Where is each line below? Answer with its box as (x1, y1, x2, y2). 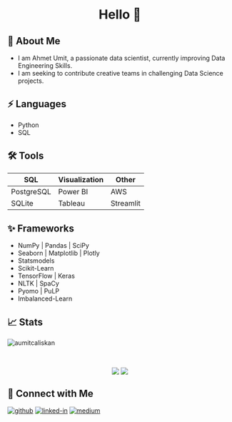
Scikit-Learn (17, 264, 54, 273)
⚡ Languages (7, 98, 66, 110)
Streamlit (110, 198, 141, 208)
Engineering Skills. (17, 61, 73, 70)
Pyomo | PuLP (17, 287, 59, 296)
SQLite (11, 198, 34, 208)
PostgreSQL (11, 186, 51, 196)
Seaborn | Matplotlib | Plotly (17, 249, 100, 258)
